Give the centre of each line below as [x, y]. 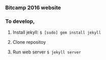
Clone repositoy [29, 42]
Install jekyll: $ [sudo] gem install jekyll [57, 33]
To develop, [20, 21]
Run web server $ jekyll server [47, 52]
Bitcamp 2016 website [33, 8]
